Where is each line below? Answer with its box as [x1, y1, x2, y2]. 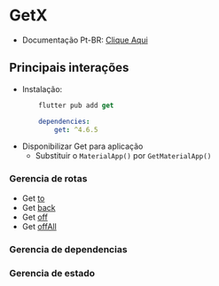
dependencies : [38, 117, 90, 126]
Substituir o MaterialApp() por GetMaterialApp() [35, 151, 212, 161]
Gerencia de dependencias [9, 243, 128, 255]
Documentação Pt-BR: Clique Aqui [21, 35, 148, 45]
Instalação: [21, 83, 63, 94]
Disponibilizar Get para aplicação [21, 141, 144, 151]
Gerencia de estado [9, 267, 96, 279]
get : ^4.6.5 [54, 125, 98, 134]
